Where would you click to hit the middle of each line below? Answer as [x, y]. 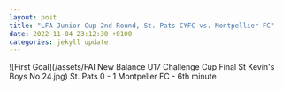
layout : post [33, 17]
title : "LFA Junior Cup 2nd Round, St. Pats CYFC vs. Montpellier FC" [142, 26]
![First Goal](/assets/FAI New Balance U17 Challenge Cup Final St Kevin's [142, 67]
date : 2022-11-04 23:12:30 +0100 [71, 34]
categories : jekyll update [59, 42]
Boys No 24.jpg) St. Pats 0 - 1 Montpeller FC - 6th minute [113, 77]
